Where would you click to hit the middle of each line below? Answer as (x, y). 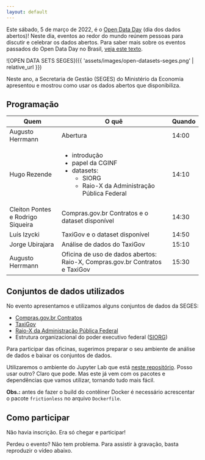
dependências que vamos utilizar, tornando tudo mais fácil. (81, 380)
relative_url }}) (24, 67)
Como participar (38, 418)
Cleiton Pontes (31, 210)
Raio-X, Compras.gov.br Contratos (111, 262)
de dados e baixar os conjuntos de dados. (59, 356)
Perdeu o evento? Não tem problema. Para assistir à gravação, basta (92, 444)
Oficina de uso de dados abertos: (109, 255)
